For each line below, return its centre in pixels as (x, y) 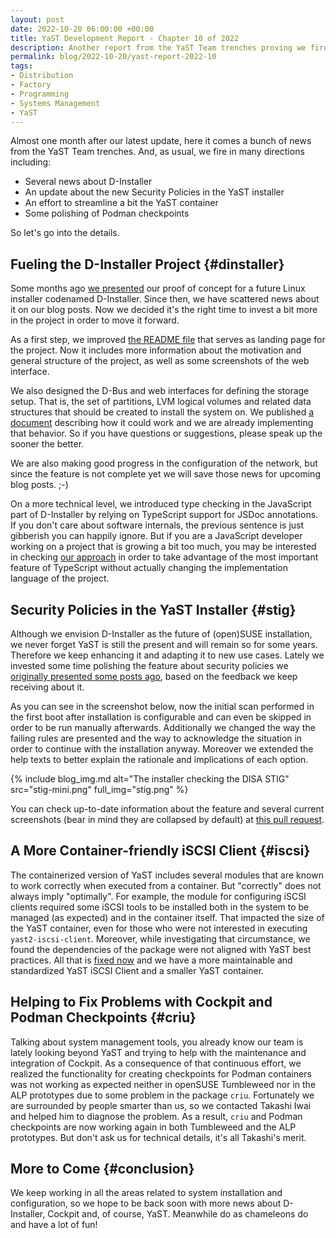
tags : (21, 66)
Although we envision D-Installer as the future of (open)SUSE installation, (161, 634)
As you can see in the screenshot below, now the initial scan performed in (162, 706)
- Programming (40, 94)
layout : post (37, 19)
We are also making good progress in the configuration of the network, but (164, 463)
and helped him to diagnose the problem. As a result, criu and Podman (156, 1116)
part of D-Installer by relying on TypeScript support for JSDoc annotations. (164, 515)
